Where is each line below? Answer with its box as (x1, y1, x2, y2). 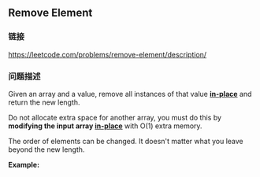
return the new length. (8, 98, 80, 107)
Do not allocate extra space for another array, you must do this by (8, 112, 222, 122)
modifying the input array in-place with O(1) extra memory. (8, 121, 202, 131)
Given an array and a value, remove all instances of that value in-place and (8, 89, 252, 98)
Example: (8, 160, 40, 169)
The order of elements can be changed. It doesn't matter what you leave (8, 136, 243, 146)
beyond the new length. (8, 145, 85, 154)
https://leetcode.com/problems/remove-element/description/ (8, 50, 207, 59)
